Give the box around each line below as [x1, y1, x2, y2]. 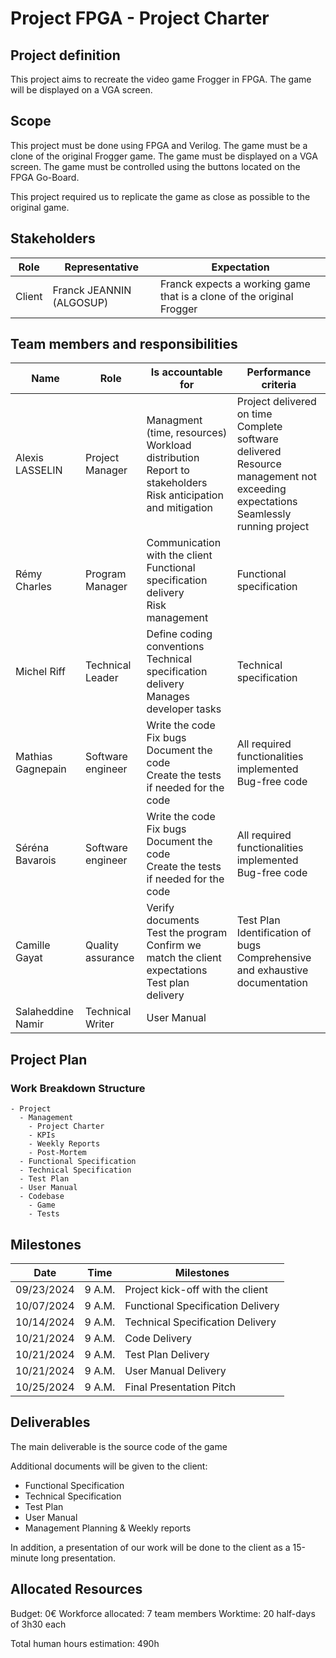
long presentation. [40, 1552, 117, 1564]
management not [236, 470, 317, 484]
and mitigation [146, 501, 214, 515]
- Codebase [19, 1192, 65, 1202]
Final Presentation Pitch [124, 1380, 237, 1394]
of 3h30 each [10, 1618, 67, 1630]
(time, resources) [146, 426, 228, 440]
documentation [236, 976, 308, 990]
